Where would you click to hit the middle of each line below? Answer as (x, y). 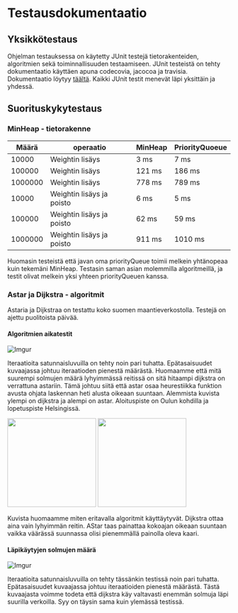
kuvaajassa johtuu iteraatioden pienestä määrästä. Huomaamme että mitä (114, 371)
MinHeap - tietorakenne (49, 129)
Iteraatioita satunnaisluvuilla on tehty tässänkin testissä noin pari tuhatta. (113, 579)
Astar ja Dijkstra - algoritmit (56, 294)
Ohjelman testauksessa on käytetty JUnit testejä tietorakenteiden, (103, 56)
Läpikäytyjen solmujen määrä (52, 550)
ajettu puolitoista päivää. (43, 317)
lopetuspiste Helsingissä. (44, 409)
